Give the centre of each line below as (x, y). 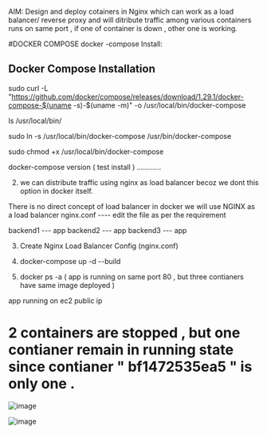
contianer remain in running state (121, 349)
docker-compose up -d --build (70, 261)
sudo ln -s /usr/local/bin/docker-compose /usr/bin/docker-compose (120, 136)
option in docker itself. (56, 191)
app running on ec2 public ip (55, 300)
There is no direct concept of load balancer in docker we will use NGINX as (132, 206)
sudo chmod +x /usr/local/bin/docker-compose (86, 152)
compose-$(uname (40, 105)
